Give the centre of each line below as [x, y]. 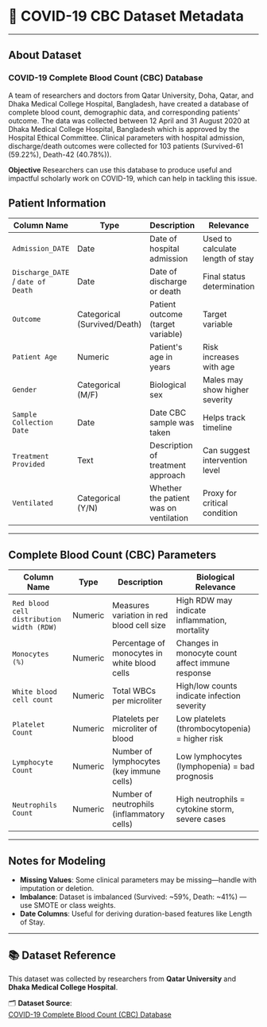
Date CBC [168, 413]
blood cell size [139, 626]
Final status [224, 277]
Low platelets [201, 719]
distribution [37, 620]
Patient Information [57, 203]
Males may [223, 380]
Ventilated [33, 503]
